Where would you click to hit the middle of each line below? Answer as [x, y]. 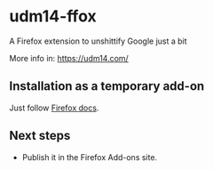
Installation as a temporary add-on [107, 86]
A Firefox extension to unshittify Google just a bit [99, 41]
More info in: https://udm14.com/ [69, 58]
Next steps [40, 136]
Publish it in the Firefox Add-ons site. [90, 157]
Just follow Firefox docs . [54, 108]
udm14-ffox [53, 16]
